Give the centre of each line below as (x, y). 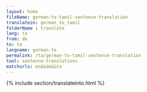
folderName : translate (35, 28)
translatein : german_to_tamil (43, 22)
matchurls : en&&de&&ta (34, 66)
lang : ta (17, 34)
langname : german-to (32, 50)
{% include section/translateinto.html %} (55, 83)
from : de (17, 39)
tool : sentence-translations (42, 61)
